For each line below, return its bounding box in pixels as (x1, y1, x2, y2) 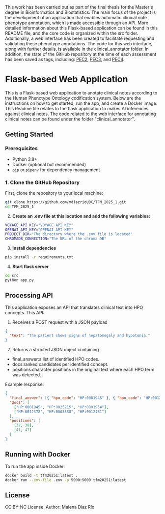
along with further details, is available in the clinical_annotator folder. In (5, 46, 149, 52)
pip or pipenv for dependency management (12, 167, 100, 173)
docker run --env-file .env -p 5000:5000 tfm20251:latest (5, 477, 126, 483)
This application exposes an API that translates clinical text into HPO (5, 304, 143, 310)
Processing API (5, 291, 53, 300)
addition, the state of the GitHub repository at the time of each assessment (5, 51, 156, 57)
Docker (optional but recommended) (12, 161, 86, 167)
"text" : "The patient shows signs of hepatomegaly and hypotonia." (9, 333, 151, 338)
